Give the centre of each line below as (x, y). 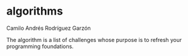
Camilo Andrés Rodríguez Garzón (49, 28)
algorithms (35, 11)
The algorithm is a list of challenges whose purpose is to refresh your (94, 40)
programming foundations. (40, 46)
